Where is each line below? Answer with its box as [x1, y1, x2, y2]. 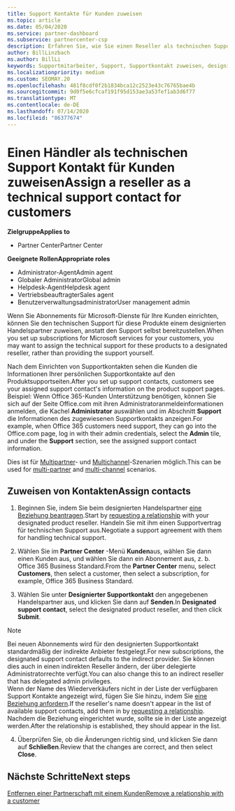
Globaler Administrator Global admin [17, 275, 121, 284]
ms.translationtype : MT [7, 95, 77, 102]
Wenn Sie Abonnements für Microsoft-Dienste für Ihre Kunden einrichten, [7, 311, 219, 319]
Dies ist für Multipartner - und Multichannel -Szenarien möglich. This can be [7, 457, 222, 466]
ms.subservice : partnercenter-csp [7, 36, 108, 43]
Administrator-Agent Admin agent [17, 268, 113, 277]
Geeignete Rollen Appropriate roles [7, 254, 111, 263]
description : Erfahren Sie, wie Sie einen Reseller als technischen [7, 43, 211, 50]
